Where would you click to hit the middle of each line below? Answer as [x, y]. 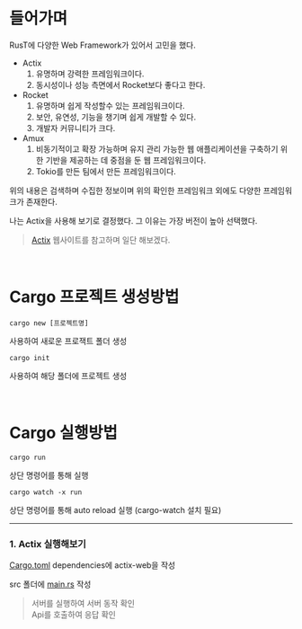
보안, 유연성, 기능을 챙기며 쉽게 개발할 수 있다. [115, 117]
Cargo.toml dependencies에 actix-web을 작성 [93, 565]
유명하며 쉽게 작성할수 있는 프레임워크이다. [111, 105]
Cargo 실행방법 [64, 433]
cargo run [28, 457]
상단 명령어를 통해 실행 [49, 475]
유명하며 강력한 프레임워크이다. [90, 74]
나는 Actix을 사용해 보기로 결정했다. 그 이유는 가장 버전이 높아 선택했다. [133, 220]
